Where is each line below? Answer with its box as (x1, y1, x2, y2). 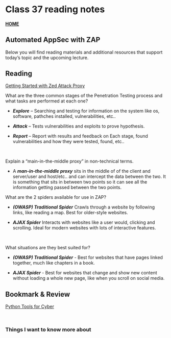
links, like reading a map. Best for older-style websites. (12, 210, 129, 216)
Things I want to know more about (5, 326, 91, 333)
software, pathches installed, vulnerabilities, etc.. (12, 113, 116, 119)
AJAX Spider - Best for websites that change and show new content (12, 270, 157, 276)
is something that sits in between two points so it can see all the (12, 179, 148, 185)
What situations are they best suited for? (5, 245, 90, 251)
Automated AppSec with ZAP (5, 36, 101, 44)
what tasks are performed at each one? (5, 98, 88, 104)
